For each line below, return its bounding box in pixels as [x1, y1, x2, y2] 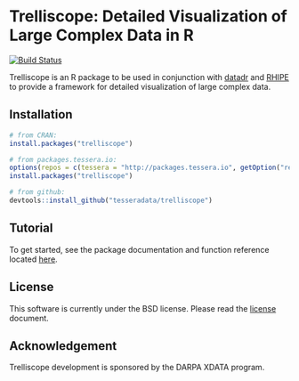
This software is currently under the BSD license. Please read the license [9, 303, 277, 313]
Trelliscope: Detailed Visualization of [9, 6, 287, 27]
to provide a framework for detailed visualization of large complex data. [9, 81, 271, 92]
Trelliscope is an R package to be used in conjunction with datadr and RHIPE [9, 71, 289, 82]
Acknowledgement [9, 338, 117, 353]
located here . [9, 254, 58, 264]
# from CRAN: [9, 131, 58, 140]
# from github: [9, 188, 66, 197]
